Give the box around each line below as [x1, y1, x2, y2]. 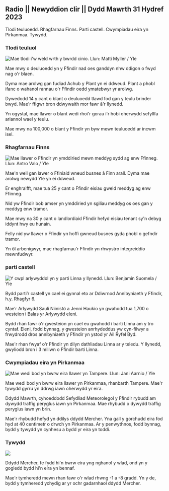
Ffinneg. [5, 191, 23, 197]
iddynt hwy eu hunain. [5, 221, 51, 227]
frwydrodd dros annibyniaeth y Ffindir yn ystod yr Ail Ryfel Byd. [5, 331, 137, 337]
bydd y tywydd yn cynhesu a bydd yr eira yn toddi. [5, 427, 111, 432]
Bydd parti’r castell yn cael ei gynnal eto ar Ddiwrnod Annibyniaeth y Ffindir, [5, 290, 163, 296]
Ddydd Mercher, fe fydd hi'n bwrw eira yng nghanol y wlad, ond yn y [5, 460, 147, 466]
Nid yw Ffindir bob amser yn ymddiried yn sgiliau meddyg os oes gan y [5, 200, 153, 206]
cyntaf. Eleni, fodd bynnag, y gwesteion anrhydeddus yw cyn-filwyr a [5, 326, 149, 332]
